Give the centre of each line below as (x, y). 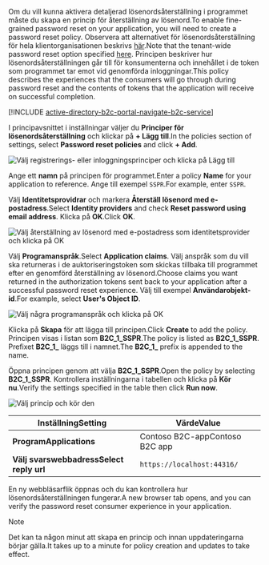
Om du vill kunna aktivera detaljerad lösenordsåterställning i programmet (128, 12)
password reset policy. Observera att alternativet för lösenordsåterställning (132, 37)
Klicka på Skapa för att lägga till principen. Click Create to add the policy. (128, 330)
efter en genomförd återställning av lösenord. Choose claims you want (123, 273)
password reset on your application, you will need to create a (136, 28)
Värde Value (199, 423)
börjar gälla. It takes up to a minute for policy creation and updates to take (129, 546)
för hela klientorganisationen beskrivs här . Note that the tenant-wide (120, 46)
